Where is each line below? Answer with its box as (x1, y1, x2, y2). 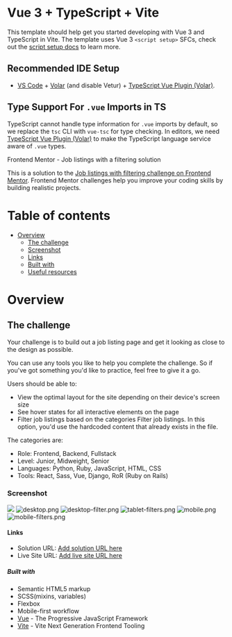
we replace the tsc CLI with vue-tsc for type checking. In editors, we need (7, 127, 220, 135)
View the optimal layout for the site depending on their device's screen (17, 393, 220, 401)
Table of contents (7, 207, 111, 223)
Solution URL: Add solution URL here (17, 544, 123, 552)
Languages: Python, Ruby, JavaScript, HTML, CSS (17, 464, 162, 473)
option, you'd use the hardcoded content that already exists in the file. (17, 422, 219, 431)
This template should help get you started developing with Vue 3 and (7, 28, 205, 36)
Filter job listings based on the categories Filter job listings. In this (17, 415, 205, 423)
